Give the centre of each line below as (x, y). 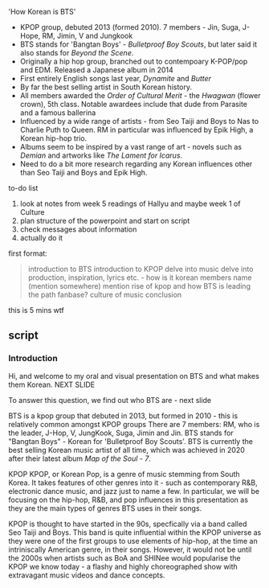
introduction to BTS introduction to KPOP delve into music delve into (141, 269)
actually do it (41, 238)
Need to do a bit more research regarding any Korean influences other (136, 164)
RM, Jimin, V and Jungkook (88, 36)
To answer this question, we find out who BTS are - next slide (110, 400)
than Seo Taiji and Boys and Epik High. (84, 173)
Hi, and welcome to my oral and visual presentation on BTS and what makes (134, 376)
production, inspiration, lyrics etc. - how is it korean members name (140, 278)
